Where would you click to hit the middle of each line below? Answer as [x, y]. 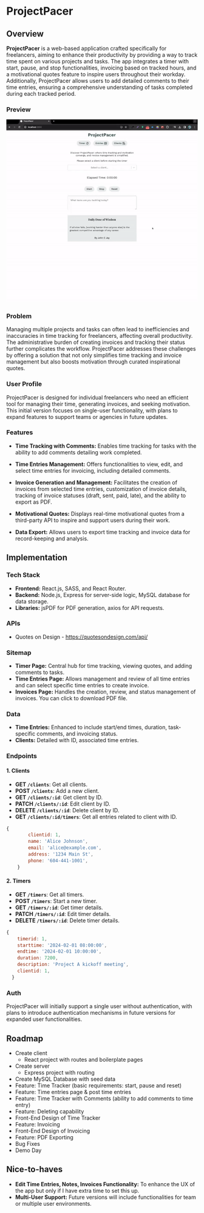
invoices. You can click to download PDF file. [71, 698]
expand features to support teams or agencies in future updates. [87, 417]
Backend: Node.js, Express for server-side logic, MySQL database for [102, 595]
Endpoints [22, 756]
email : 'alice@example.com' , [65, 848]
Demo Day [28, 1150]
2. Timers [19, 881]
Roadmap [25, 1038]
